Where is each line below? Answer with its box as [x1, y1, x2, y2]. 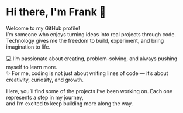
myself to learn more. [6, 63, 57, 70]
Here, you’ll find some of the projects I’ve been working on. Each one [6, 87, 173, 94]
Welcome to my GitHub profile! [6, 25, 80, 32]
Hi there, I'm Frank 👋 [6, 5, 106, 19]
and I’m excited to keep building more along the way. [6, 100, 133, 107]
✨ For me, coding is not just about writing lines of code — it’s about [6, 70, 168, 77]
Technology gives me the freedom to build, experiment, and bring [6, 37, 164, 44]
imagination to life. [6, 43, 51, 50]
